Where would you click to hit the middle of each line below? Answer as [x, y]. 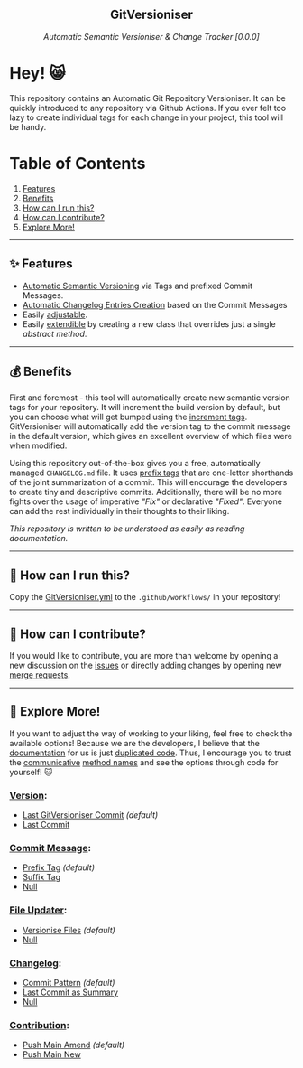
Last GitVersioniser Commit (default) [90, 815]
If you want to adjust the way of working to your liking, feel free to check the [151, 733]
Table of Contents [78, 163]
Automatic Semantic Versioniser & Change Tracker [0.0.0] [151, 36]
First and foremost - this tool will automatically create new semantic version [150, 398]
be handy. [28, 126]
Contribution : [40, 1025]
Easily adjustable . [55, 314]
